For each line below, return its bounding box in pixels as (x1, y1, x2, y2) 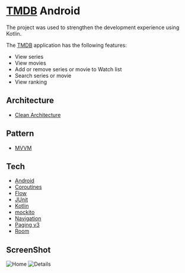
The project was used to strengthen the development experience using (6, 24, 180, 31)
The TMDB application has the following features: (6, 42, 127, 49)
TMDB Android (6, 4, 81, 18)
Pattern (6, 129, 34, 139)
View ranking (14, 78, 47, 85)
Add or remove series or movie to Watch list (14, 65, 122, 72)
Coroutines (14, 183, 42, 191)
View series (14, 53, 44, 60)
